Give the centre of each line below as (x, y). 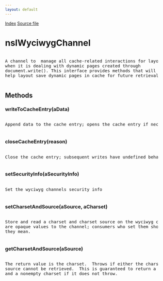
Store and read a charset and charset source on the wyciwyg (79, 222)
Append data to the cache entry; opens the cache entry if (77, 125)
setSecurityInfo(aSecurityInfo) (42, 174)
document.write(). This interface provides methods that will (81, 70)
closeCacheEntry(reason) (36, 142)
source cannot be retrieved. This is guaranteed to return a (81, 269)
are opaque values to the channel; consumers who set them (77, 227)
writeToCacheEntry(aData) (37, 109)
